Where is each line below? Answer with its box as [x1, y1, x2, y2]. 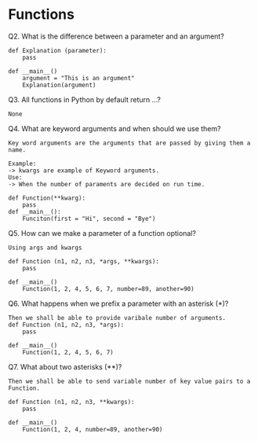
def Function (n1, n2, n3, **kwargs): [8, 398, 135, 406]
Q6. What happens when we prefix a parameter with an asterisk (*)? [8, 299, 229, 308]
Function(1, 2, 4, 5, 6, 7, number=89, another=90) [22, 285, 194, 292]
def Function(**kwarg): [8, 194, 86, 202]
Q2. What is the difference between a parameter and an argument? [8, 31, 225, 41]
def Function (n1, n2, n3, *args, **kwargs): [8, 257, 159, 265]
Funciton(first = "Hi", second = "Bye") [22, 215, 156, 222]
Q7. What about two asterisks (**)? [8, 362, 122, 371]
